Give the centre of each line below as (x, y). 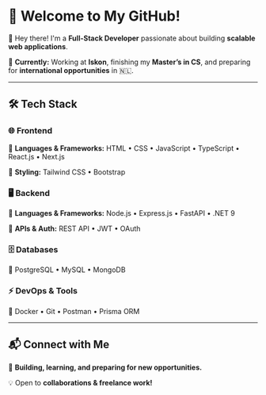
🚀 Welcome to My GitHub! (94, 16)
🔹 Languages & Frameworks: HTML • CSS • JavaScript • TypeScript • (124, 148)
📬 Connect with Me (59, 344)
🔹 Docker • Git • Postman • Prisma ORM (74, 311)
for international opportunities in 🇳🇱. (71, 70)
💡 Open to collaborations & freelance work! (80, 383)
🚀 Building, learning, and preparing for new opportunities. (105, 367)
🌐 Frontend (30, 131)
